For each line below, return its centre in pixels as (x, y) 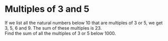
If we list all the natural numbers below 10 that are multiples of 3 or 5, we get (84, 23)
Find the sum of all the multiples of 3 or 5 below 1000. (60, 33)
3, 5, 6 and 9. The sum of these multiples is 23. (53, 28)
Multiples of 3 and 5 (47, 9)
